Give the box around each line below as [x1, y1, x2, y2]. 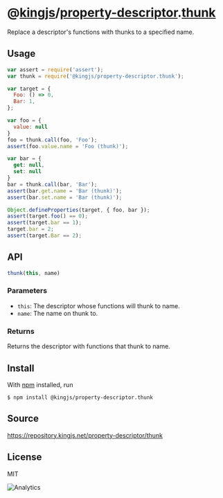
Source [7, 413, 39, 425]
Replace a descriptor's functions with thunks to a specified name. [7, 28, 195, 36]
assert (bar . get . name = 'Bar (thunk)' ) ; [7, 187, 123, 195]
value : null [13, 123, 48, 130]
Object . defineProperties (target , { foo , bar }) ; [7, 206, 150, 213]
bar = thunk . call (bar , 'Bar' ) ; [7, 181, 98, 188]
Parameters [7, 286, 47, 296]
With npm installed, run [7, 380, 73, 389]
